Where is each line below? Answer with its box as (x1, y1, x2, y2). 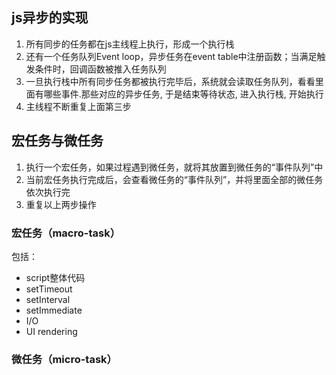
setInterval (25, 293, 71, 305)
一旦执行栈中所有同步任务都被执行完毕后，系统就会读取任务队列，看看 (25, 75, 316, 87)
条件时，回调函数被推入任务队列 (34, 63, 167, 75)
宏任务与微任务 (11, 133, 104, 150)
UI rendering (25, 325, 78, 337)
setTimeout (25, 283, 73, 295)
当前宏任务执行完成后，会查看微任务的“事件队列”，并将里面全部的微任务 (25, 173, 324, 185)
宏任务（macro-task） (11, 226, 121, 240)
